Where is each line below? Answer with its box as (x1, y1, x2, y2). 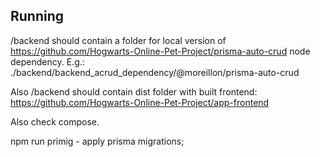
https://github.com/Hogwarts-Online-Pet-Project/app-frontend (10, 96, 270, 108)
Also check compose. (10, 115, 100, 128)
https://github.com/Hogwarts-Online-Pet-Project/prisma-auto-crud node (10, 45, 311, 57)
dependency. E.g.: (10, 55, 85, 68)
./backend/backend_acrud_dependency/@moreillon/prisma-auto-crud (10, 66, 300, 78)
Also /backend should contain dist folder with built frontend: (10, 85, 258, 98)
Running (10, 8, 65, 25)
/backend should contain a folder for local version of (10, 34, 227, 46)
